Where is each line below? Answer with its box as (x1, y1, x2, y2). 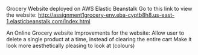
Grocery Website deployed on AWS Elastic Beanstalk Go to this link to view (6, 5, 193, 12)
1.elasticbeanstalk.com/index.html (6, 18, 91, 25)
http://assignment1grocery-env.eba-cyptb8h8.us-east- (38, 11, 175, 19)
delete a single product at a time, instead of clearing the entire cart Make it (6, 36, 192, 42)
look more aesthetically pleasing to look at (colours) (6, 42, 135, 49)
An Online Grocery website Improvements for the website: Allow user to (6, 29, 185, 36)
